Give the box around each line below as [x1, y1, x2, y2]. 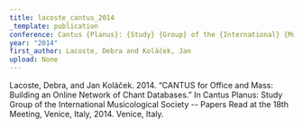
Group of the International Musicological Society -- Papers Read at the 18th [9, 99, 289, 109]
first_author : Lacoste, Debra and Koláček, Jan [9, 47, 192, 56]
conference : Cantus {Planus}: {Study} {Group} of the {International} [9, 30, 280, 39]
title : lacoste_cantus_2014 [9, 13, 115, 23]
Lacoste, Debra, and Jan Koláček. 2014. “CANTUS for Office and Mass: [9, 80, 273, 90]
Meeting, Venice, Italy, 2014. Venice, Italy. [9, 109, 164, 119]
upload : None [9, 55, 59, 64]
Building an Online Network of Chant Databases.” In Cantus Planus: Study [9, 89, 283, 100]
